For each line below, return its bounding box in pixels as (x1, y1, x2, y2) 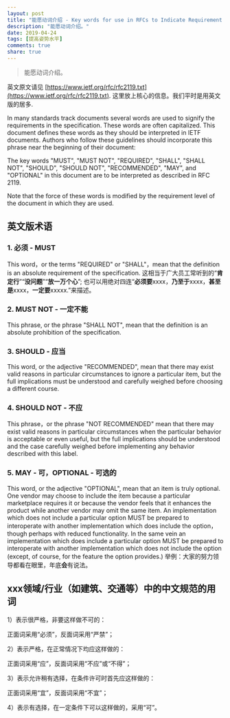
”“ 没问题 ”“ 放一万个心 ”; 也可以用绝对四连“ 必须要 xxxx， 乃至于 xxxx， (19, 277, 209, 286)
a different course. (7, 385, 60, 393)
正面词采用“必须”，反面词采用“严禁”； (7, 630, 115, 638)
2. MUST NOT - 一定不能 (7, 304, 89, 314)
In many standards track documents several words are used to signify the (7, 114, 215, 122)
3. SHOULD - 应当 (7, 346, 66, 356)
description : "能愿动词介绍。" (7, 23, 89, 30)
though (7, 529, 27, 538)
